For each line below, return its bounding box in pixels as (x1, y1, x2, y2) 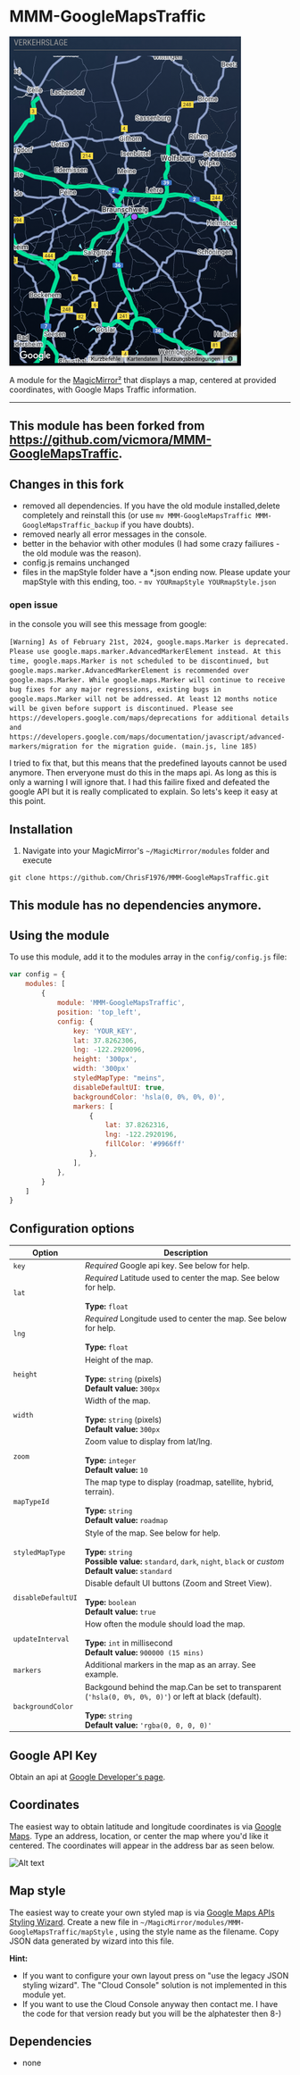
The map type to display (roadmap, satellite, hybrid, (84, 1477, 274, 1488)
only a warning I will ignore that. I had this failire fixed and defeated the (9, 777, 271, 788)
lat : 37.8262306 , (72, 1036, 138, 1045)
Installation (9, 822, 73, 837)
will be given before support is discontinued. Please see (9, 704, 234, 714)
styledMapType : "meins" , (72, 1074, 166, 1083)
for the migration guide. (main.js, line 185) (80, 742, 257, 751)
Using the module (9, 928, 110, 943)
